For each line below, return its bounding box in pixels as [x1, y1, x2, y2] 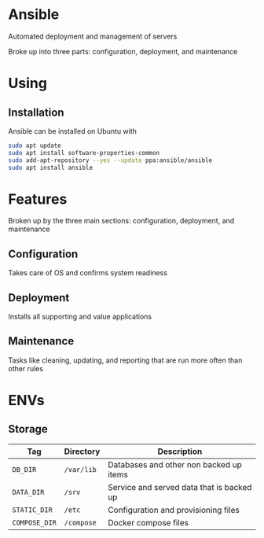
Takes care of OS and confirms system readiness [8, 268, 167, 278]
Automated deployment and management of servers [8, 31, 178, 41]
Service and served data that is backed [107, 481, 252, 492]
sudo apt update [8, 142, 61, 149]
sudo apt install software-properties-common [8, 149, 159, 157]
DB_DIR [12, 465, 37, 474]
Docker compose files [107, 517, 189, 528]
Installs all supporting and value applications [8, 312, 152, 321]
